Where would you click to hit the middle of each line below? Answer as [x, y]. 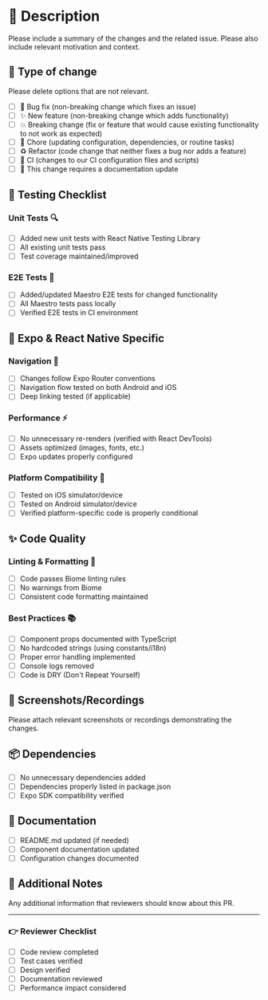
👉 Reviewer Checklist [53, 931]
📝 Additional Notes [55, 884]
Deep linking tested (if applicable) [75, 396]
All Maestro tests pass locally [68, 304]
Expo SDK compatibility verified [72, 795]
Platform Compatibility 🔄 [57, 478]
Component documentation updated [79, 849]
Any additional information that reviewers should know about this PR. [121, 903]
